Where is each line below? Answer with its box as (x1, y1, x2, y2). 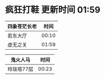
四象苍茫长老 (7, 23, 37, 29)
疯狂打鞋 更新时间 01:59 (5, 4, 101, 15)
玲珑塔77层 (7, 66, 34, 72)
